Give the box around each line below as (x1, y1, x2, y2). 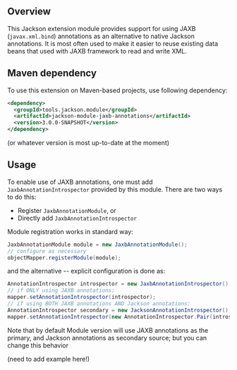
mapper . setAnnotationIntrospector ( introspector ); (7, 294, 157, 301)
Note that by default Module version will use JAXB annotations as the (7, 326, 209, 334)
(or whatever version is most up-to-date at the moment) (7, 139, 170, 147)
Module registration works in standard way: (7, 227, 134, 235)
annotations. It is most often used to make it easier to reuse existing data (7, 39, 219, 48)
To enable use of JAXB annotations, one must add (7, 178, 153, 186)
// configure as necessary (7, 247, 87, 254)
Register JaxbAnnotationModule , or (17, 206, 116, 214)
